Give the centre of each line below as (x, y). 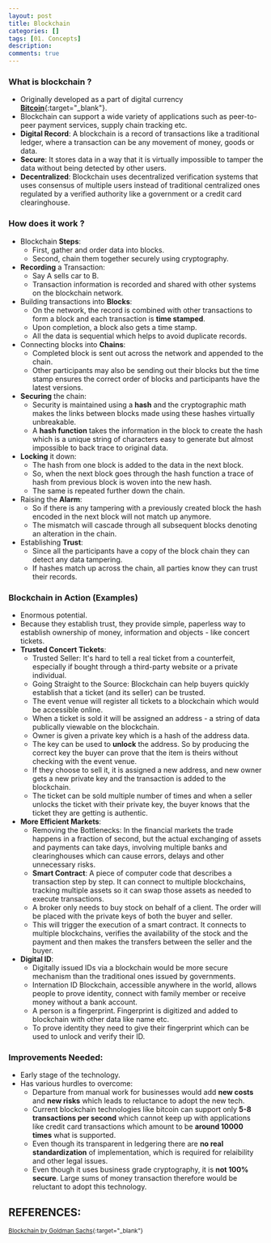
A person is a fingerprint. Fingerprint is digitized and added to (135, 1010)
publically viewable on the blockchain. (96, 727)
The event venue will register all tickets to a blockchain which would (145, 701)
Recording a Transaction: (62, 267)
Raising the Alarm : (51, 499)
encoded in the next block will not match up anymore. (122, 516)
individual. (49, 675)
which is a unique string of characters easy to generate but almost (143, 439)
